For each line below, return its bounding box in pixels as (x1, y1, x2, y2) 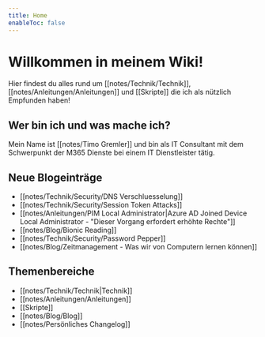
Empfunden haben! (8, 95, 71, 105)
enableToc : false (8, 19, 66, 27)
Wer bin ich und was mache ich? (8, 118, 172, 132)
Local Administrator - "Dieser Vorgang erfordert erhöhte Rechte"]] (19, 217, 236, 227)
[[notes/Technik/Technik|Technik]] (19, 286, 133, 295)
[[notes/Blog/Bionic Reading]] (19, 226, 117, 235)
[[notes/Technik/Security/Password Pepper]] (19, 234, 166, 243)
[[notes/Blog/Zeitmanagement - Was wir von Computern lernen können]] (19, 242, 258, 252)
